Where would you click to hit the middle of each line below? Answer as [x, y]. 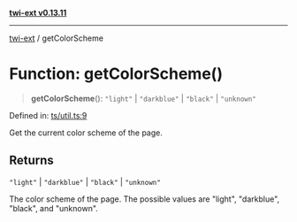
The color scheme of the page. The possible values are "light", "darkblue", [145, 199]
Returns [32, 161]
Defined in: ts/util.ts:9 [48, 115]
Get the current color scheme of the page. [86, 133]
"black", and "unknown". [54, 208]
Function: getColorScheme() [116, 74]
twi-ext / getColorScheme [57, 38]
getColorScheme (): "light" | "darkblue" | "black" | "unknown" [143, 98]
